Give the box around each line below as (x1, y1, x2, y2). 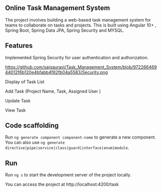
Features (5, 42, 33, 50)
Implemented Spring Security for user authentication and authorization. (5, 54, 149, 60)
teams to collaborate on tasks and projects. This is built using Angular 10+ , (5, 22, 157, 28)
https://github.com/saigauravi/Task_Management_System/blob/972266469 (5, 64, 157, 70)
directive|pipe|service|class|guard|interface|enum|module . (5, 144, 129, 151)
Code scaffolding (5, 121, 59, 130)
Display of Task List (5, 78, 45, 85)
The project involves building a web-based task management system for (5, 17, 151, 23)
